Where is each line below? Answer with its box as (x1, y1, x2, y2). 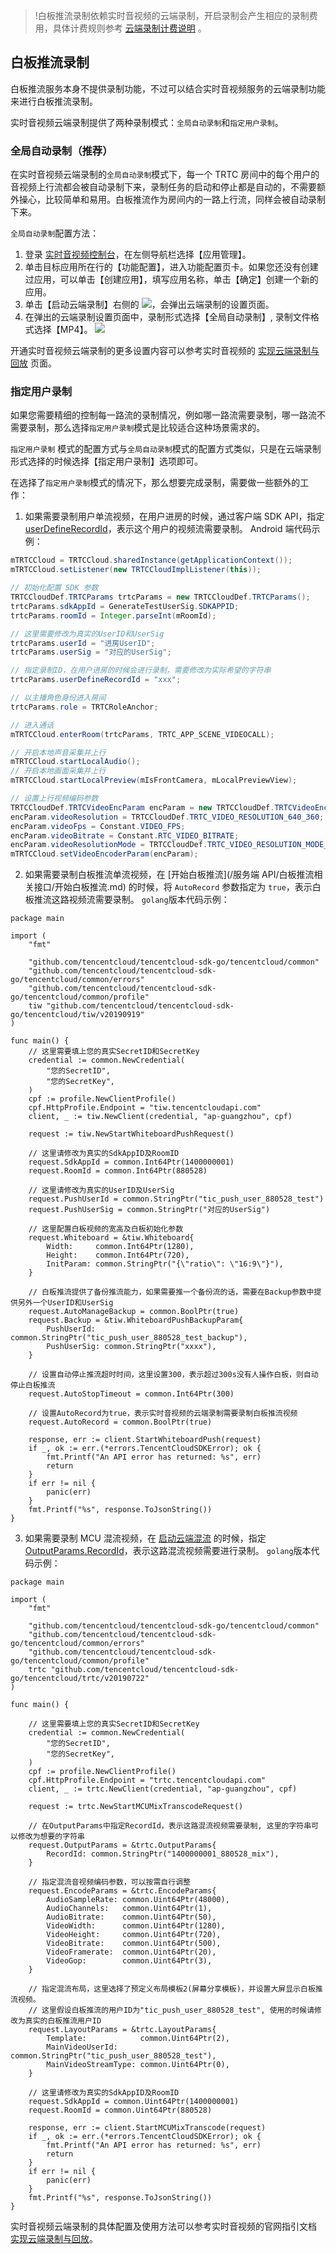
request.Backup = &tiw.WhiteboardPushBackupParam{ (28, 1315, 244, 1326)
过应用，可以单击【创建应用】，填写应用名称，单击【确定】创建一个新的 (24, 274, 319, 286)
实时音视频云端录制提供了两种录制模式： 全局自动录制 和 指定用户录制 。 (10, 116, 284, 128)
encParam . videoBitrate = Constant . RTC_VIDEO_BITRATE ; (10, 830, 240, 841)
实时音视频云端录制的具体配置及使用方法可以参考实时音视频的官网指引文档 (10, 2220, 317, 2233)
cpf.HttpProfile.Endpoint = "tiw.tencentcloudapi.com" (28, 1103, 262, 1113)
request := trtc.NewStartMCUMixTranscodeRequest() (28, 1802, 244, 1812)
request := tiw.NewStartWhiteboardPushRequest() (28, 1129, 235, 1139)
